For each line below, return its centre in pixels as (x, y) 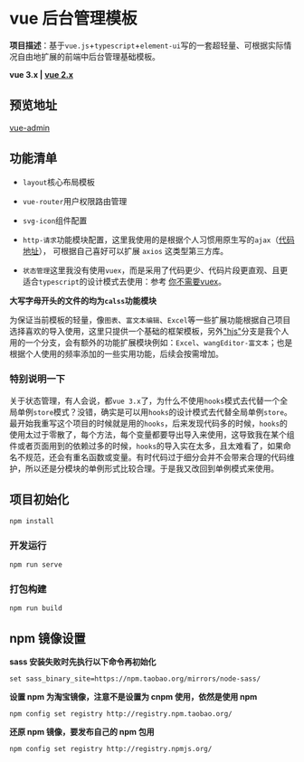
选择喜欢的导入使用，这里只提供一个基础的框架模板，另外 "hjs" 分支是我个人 (149, 331)
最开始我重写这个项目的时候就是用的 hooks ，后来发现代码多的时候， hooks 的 (148, 423)
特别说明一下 (38, 379)
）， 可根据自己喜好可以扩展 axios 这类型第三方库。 (133, 250)
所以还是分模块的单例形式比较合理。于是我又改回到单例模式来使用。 (152, 468)
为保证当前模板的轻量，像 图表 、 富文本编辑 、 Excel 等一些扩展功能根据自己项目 (150, 320)
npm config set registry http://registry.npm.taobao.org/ (121, 714)
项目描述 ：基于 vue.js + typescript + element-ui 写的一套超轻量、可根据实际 (147, 45)
